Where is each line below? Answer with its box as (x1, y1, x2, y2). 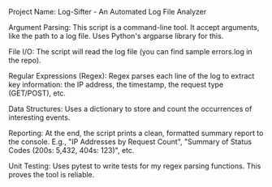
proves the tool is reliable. (8, 170, 95, 179)
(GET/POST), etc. (8, 88, 67, 98)
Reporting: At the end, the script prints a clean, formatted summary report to (8, 129, 264, 138)
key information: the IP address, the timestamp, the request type (8, 80, 224, 89)
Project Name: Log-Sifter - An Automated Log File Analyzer (8, 7, 207, 16)
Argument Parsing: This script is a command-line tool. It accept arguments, (8, 23, 260, 32)
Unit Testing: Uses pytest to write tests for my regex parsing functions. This (8, 161, 261, 171)
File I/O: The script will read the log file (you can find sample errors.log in (8, 47, 253, 56)
